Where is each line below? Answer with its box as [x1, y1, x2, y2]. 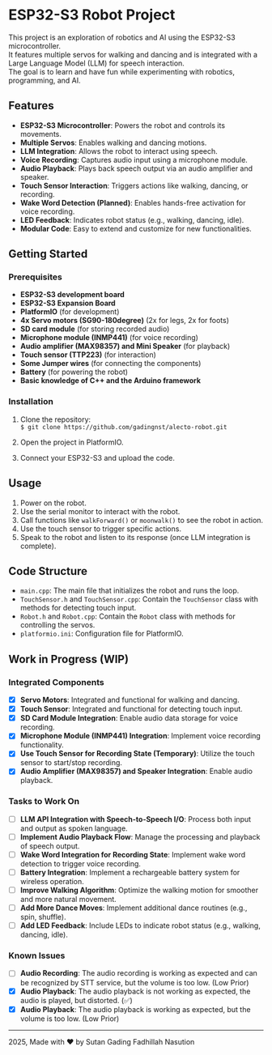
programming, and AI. [8, 75, 81, 85]
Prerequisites [8, 271, 62, 283]
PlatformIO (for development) [19, 307, 120, 317]
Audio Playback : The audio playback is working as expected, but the [19, 1004, 251, 1014]
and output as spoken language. [19, 823, 128, 833]
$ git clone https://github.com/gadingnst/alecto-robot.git [19, 423, 227, 431]
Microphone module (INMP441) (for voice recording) [19, 333, 198, 342]
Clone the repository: [19, 415, 91, 424]
